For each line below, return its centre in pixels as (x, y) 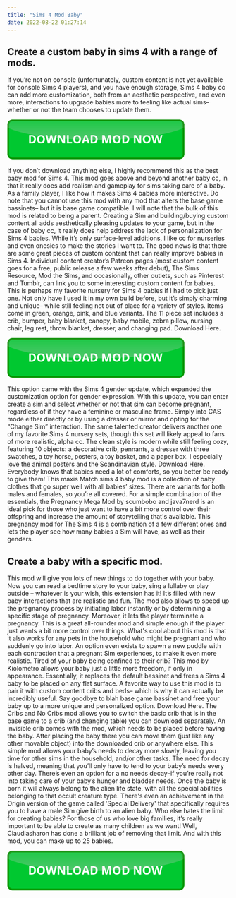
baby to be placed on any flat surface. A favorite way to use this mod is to (114, 683)
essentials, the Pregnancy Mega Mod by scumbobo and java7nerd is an (111, 502)
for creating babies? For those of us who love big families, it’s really (105, 818)
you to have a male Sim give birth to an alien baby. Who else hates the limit (116, 811)
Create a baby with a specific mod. (85, 561)
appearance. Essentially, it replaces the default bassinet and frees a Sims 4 (116, 676)
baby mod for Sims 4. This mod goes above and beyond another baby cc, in (117, 178)
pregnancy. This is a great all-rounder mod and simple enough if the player (116, 623)
